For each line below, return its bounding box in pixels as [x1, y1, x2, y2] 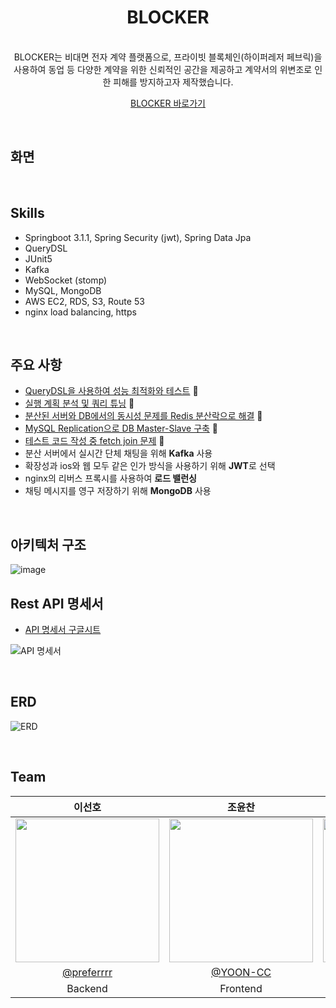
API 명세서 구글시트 [24, 624, 102, 635]
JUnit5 [24, 252, 53, 265]
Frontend [219, 981, 263, 995]
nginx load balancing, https [24, 306, 137, 318]
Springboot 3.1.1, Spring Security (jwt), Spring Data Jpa [24, 231, 252, 243]
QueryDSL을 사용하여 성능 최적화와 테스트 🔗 [24, 385, 199, 397]
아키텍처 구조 [10, 536, 87, 553]
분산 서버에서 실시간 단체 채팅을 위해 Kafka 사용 [24, 447, 213, 460]
